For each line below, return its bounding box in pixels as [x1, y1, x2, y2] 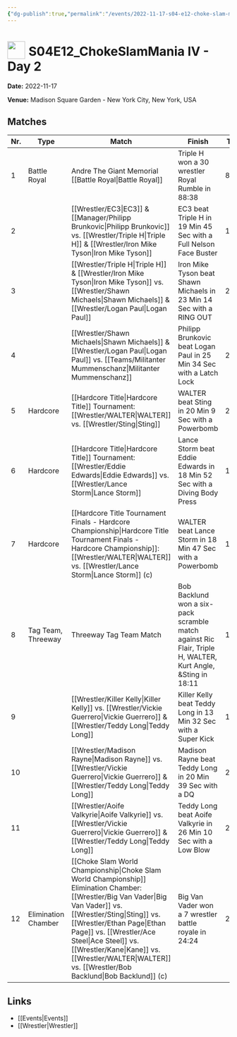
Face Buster [177, 248, 218, 258]
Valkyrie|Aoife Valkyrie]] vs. [71, 810, 164, 820]
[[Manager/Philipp [71, 213, 132, 223]
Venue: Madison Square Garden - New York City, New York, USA [7, 95, 197, 104]
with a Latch [177, 368, 219, 378]
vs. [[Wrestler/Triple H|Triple [71, 231, 166, 241]
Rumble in [177, 184, 212, 194]
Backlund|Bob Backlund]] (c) [71, 971, 168, 981]
